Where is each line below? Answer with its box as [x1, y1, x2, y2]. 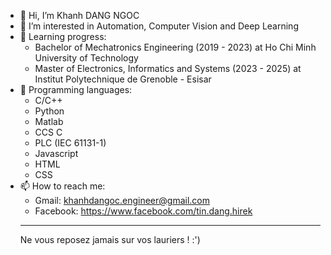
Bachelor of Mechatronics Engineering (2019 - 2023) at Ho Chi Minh [34, 41, 317, 53]
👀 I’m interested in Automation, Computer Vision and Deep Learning [19, 20, 299, 32]
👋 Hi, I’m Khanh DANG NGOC [19, 10, 140, 21]
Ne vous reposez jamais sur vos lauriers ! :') [19, 234, 201, 245]
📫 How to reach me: [19, 180, 106, 192]
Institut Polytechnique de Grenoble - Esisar [34, 73, 212, 85]
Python [34, 105, 65, 117]
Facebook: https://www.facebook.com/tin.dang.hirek [34, 205, 253, 217]
